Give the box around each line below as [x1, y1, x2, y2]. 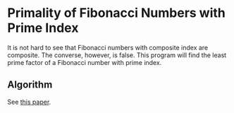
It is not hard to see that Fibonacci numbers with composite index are [7, 43, 209, 52]
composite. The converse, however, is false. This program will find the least [7, 51, 227, 59]
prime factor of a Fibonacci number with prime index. [7, 58, 162, 66]
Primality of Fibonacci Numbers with [7, 5, 226, 21]
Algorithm [7, 79, 53, 91]
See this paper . [7, 97, 51, 106]
